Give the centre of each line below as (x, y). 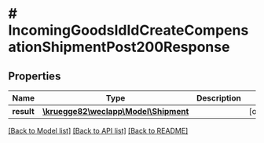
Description (218, 98)
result (24, 111)
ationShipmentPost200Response (119, 47)
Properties (35, 76)
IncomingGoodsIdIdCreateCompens (128, 30)
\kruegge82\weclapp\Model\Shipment (115, 111)
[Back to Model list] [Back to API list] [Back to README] (98, 131)
